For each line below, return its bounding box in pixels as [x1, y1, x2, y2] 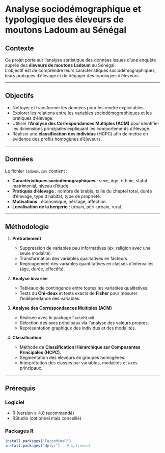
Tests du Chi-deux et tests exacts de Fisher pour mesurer [19, 291, 137, 296]
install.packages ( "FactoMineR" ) [5, 439, 71, 444]
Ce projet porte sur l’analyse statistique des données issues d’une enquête [5, 57, 156, 63]
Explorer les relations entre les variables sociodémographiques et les [12, 110, 152, 116]
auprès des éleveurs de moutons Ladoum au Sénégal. [5, 63, 116, 68]
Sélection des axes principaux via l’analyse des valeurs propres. [19, 320, 149, 326]
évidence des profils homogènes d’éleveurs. [12, 136, 102, 142]
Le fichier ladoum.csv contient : [5, 168, 68, 174]
